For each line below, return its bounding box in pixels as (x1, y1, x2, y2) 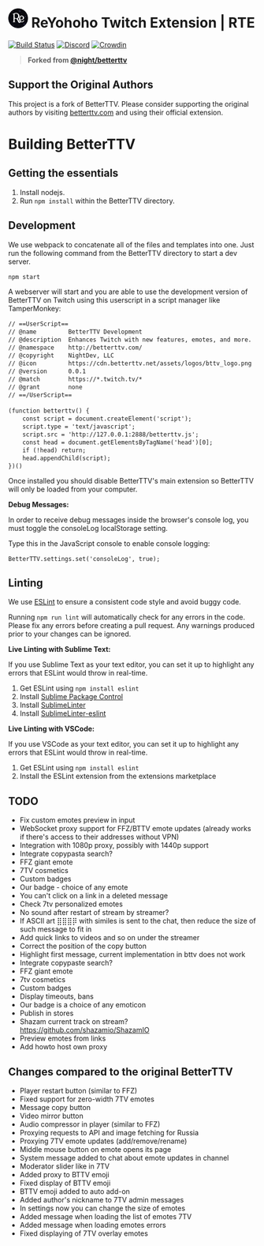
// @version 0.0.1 (8, 367, 87, 375)
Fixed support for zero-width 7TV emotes (19, 1094, 155, 1104)
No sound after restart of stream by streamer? (19, 908, 169, 917)
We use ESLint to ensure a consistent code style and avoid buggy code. (8, 597, 242, 607)
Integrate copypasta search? (19, 849, 113, 859)
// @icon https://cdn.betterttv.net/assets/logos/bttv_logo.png (8, 359, 252, 367)
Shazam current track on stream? (19, 1017, 128, 1026)
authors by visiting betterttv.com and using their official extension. (8, 107, 224, 117)
